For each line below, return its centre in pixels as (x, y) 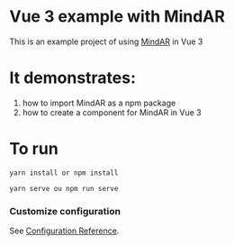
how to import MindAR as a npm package (99, 103)
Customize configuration (65, 211)
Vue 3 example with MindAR (117, 17)
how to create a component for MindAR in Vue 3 (112, 112)
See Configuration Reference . (64, 231)
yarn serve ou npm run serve (64, 188)
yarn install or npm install (64, 173)
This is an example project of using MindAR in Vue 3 (106, 41)
